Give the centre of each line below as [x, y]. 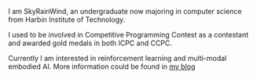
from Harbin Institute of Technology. [67, 20]
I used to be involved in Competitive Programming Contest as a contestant [128, 35]
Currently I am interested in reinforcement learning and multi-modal [117, 58]
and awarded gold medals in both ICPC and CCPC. [90, 43]
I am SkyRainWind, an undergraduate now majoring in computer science [125, 11]
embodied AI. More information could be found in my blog [102, 66]
